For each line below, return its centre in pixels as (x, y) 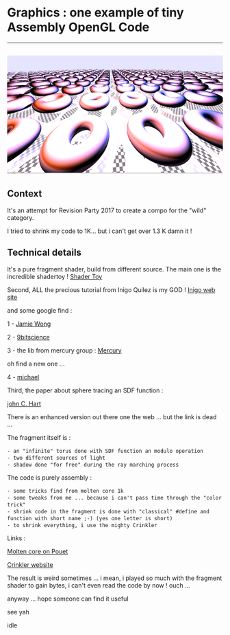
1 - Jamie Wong (29, 324)
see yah (18, 612)
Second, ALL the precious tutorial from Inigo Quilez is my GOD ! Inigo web (111, 289)
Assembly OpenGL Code (78, 27)
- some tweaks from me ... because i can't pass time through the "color (115, 498)
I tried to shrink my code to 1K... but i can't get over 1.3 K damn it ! (100, 231)
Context (25, 194)
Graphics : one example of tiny (95, 13)
